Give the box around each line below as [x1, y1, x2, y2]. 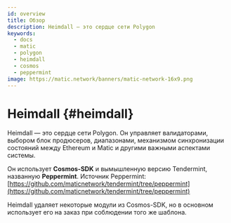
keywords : [7, 29, 37, 37]
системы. [7, 151, 36, 160]
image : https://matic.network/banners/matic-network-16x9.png [7, 75, 193, 83]
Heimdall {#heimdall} [7, 106, 134, 121]
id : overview [7, 10, 46, 18]
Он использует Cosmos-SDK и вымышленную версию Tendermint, [7, 165, 208, 173]
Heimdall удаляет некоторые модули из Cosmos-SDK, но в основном [7, 201, 214, 209]
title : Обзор [7, 17, 46, 24]
